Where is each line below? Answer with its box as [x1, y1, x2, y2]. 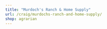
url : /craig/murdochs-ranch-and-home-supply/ [5, 12, 102, 17]
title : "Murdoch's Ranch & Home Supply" [5, 7, 91, 12]
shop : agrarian [5, 16, 37, 21]
